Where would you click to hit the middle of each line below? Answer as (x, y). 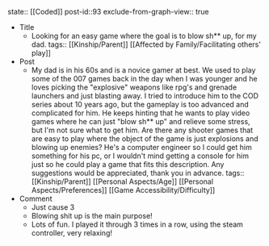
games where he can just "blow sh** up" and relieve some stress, (141, 121)
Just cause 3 (53, 207)
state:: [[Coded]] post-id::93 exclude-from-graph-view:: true (108, 12)
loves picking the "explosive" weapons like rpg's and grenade (134, 87)
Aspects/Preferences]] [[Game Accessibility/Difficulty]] (123, 190)
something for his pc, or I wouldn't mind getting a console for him (140, 156)
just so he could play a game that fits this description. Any (128, 164)
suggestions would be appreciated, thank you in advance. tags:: (138, 173)
